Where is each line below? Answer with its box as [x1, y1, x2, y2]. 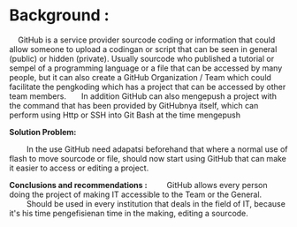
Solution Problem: [9, 126, 77, 137]
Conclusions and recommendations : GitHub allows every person [9, 179, 268, 190]
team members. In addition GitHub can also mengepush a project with [9, 90, 277, 102]
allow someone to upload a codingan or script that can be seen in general [9, 43, 278, 54]
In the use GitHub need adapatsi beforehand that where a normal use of [26, 143, 288, 155]
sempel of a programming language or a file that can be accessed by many [9, 63, 283, 73]
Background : [9, 5, 110, 26]
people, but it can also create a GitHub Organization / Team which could [9, 72, 272, 82]
